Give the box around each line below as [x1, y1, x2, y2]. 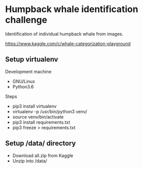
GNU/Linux [12, 78, 35, 84]
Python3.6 [12, 83, 34, 90]
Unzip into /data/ [12, 157, 47, 164]
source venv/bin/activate [12, 114, 64, 120]
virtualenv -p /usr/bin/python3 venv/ [12, 108, 87, 114]
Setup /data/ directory [5, 139, 76, 148]
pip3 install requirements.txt [12, 119, 70, 125]
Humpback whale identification [5, 4, 138, 15]
